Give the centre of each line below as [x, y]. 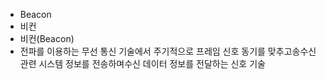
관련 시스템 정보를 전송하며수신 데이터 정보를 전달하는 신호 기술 [142, 63]
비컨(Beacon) [47, 38]
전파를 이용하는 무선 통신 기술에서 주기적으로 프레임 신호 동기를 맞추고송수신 [168, 51]
